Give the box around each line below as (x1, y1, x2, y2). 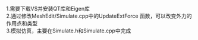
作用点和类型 (6, 20, 37, 26)
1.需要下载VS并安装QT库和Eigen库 (6, 5, 90, 12)
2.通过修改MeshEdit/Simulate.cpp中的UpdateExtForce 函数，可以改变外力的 (6, 12, 192, 19)
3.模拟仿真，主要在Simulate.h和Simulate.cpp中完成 (6, 27, 131, 34)
